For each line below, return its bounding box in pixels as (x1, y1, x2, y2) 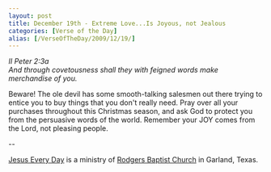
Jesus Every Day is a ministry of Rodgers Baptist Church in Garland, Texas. (8, 155, 259, 165)
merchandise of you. (8, 73, 78, 83)
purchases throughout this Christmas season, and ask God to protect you (8, 107, 253, 116)
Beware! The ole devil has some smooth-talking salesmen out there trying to (8, 90, 263, 99)
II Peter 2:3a (8, 57, 49, 66)
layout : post (8, 11, 53, 20)
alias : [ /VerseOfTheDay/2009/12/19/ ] (8, 34, 136, 43)
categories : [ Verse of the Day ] (8, 27, 117, 35)
